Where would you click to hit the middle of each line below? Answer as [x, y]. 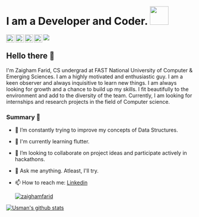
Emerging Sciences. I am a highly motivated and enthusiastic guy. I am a [94, 76]
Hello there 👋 [31, 56]
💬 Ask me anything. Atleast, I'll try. [57, 171]
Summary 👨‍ [23, 117]
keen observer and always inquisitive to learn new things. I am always [91, 82]
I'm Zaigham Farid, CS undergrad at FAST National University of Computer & [99, 70]
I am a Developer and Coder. [77, 21]
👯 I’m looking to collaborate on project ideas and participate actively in [101, 153]
